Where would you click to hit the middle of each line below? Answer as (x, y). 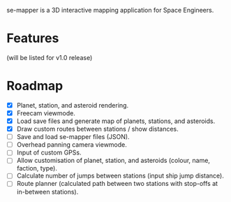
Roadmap (35, 86)
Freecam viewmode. (46, 113)
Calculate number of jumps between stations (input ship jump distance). (120, 176)
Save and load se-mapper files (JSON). (73, 137)
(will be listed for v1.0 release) (50, 57)
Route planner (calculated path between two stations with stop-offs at (117, 184)
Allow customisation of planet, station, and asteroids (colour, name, (113, 161)
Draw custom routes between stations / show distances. (97, 129)
